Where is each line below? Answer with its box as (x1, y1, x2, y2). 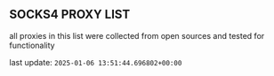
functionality (9, 40, 55, 50)
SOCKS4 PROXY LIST (9, 7, 131, 22)
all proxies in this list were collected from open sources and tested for (9, 30, 265, 41)
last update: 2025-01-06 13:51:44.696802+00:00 (9, 57, 182, 67)
